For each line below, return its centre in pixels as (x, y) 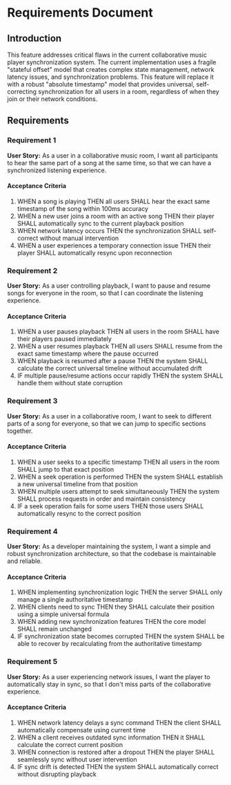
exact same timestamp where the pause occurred (88, 353)
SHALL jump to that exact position (66, 469)
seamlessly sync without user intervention (77, 759)
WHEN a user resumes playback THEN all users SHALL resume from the (120, 347)
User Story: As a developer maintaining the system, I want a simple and (109, 546)
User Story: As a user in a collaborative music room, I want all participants (113, 155)
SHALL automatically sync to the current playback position (100, 223)
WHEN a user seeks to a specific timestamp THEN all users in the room (118, 462)
